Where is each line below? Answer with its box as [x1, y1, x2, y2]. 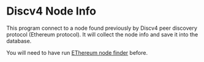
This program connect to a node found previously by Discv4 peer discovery [6, 24, 198, 32]
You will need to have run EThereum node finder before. [6, 49, 148, 56]
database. [6, 37, 32, 44]
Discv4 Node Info [6, 4, 97, 18]
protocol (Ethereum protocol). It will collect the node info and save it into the [6, 30, 198, 38]
